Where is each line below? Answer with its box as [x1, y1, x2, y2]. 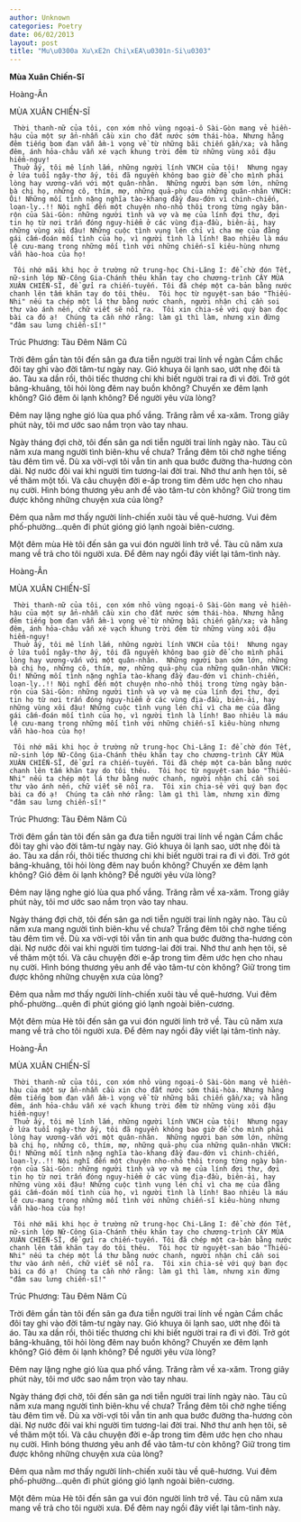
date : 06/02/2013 [9, 30, 75, 39]
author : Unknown [9, 13, 70, 23]
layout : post [9, 38, 59, 48]
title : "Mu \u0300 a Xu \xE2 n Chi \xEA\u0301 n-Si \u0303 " [9, 47, 212, 56]
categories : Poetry [9, 22, 83, 31]
